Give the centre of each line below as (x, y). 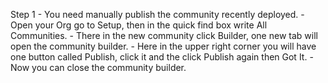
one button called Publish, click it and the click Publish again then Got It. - (162, 57)
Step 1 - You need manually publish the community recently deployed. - (157, 14)
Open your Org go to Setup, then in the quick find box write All (139, 25)
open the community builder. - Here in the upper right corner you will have (163, 46)
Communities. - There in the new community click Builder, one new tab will (164, 35)
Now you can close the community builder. (98, 67)
